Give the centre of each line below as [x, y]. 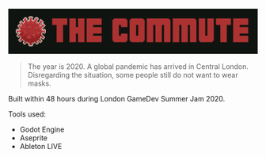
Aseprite [33, 138]
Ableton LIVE [41, 146]
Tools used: [27, 114]
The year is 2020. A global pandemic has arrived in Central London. [138, 66]
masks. [39, 83]
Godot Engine [42, 129]
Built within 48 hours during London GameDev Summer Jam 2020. [117, 98]
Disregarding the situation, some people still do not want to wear [133, 75]
